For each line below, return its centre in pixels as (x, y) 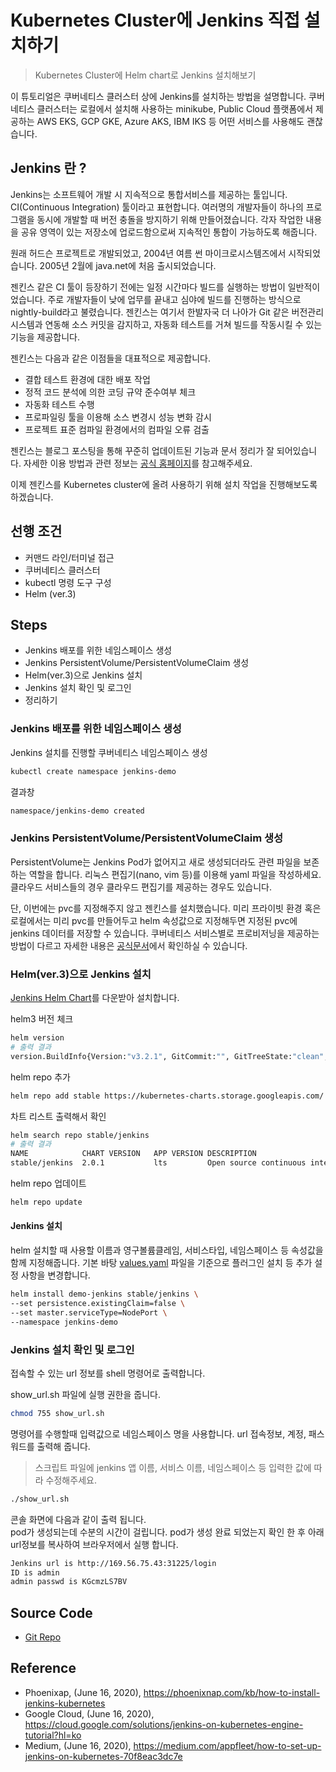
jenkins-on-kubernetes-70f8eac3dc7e (103, 1756)
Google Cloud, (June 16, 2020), (89, 1713)
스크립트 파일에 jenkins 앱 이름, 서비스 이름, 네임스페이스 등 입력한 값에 (173, 1467)
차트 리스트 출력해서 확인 (58, 1116)
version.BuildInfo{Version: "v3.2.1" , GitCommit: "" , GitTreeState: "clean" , (169, 1056)
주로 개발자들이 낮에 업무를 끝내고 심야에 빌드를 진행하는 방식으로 (174, 299)
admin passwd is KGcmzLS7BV (69, 1582)
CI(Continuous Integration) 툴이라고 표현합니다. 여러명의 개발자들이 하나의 (157, 207)
